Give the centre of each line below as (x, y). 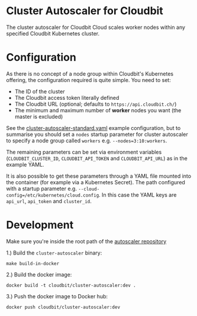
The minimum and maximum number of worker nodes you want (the (98, 110)
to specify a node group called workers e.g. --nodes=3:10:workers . (87, 141)
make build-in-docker (33, 263)
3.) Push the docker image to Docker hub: (57, 296)
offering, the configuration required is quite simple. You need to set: (89, 80)
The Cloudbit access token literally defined (67, 97)
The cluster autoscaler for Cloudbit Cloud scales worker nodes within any (96, 27)
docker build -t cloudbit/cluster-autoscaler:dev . (71, 285)
